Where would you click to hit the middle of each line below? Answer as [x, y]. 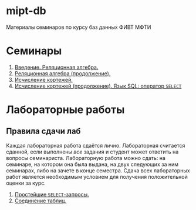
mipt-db [26, 11]
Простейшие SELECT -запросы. [52, 194]
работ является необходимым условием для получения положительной [97, 176]
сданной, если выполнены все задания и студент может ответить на [92, 152]
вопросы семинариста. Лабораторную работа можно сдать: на [86, 158]
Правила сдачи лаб [43, 131]
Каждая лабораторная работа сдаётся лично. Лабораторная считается [96, 145]
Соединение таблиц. [40, 201]
